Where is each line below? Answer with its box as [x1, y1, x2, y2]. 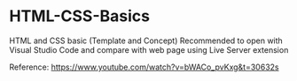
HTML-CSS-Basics [9, 6, 151, 26]
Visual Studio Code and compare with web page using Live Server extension [9, 44, 289, 55]
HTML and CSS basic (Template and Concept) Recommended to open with [9, 35, 284, 46]
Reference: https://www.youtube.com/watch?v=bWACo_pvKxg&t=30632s [9, 62, 279, 72]
